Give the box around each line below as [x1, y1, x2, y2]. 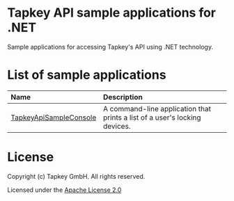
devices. [103, 121, 131, 131]
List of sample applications [7, 67, 166, 83]
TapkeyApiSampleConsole [10, 113, 97, 122]
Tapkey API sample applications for [7, 5, 217, 21]
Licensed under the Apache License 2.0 [7, 186, 122, 194]
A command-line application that [103, 104, 211, 113]
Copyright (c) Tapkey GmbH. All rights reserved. [7, 172, 146, 180]
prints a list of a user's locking [103, 113, 201, 122]
